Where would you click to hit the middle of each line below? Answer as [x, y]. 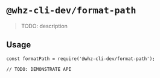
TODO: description [44, 26]
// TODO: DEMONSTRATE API [39, 69]
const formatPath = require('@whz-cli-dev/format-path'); [81, 59]
